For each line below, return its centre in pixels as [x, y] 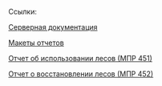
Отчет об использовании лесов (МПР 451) [80, 58]
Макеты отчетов [36, 43]
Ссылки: [23, 12]
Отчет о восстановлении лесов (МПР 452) [81, 74]
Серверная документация [53, 27]
